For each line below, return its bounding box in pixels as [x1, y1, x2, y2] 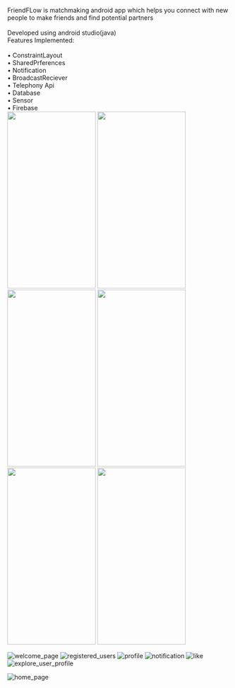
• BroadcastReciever [7, 74, 68, 82]
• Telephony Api [7, 81, 55, 89]
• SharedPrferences [7, 59, 66, 66]
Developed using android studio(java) [7, 28, 116, 37]
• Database [7, 88, 41, 97]
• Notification [7, 66, 47, 74]
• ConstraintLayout [7, 51, 63, 59]
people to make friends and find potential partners [7, 13, 154, 22]
